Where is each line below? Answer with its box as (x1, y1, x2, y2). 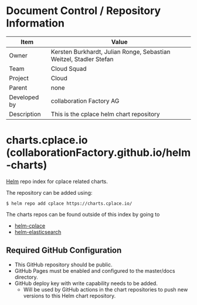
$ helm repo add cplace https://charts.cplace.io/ (6, 201, 133, 206)
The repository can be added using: (6, 189, 93, 196)
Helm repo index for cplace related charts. (6, 178, 108, 185)
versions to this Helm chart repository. (23, 292, 116, 299)
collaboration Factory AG (50, 97, 120, 105)
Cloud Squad (50, 65, 87, 73)
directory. (14, 273, 38, 280)
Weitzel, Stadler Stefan (50, 55, 114, 63)
